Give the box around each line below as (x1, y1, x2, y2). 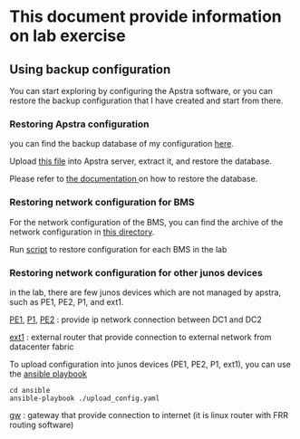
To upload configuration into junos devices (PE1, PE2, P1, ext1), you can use (9, 358, 292, 369)
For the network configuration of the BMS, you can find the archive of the (9, 216, 284, 227)
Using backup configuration (9, 62, 171, 77)
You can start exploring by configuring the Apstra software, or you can (9, 86, 274, 96)
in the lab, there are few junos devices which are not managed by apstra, (9, 287, 282, 298)
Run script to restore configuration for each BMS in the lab (9, 243, 227, 254)
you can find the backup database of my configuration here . (9, 138, 234, 149)
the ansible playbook (9, 368, 88, 379)
